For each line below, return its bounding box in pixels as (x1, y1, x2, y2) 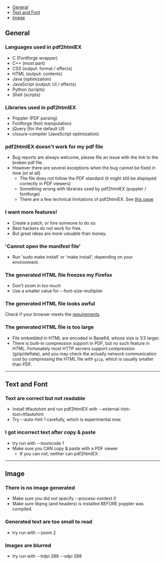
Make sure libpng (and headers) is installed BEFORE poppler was (12, 501, 144, 507)
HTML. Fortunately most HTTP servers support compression (12, 345, 135, 351)
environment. (12, 259, 39, 265)
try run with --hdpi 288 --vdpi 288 (12, 553, 82, 559)
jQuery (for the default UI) (12, 125, 65, 131)
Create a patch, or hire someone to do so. (12, 220, 97, 226)
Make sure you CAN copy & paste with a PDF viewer (12, 445, 118, 451)
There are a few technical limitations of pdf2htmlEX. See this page (19, 196, 154, 202)
